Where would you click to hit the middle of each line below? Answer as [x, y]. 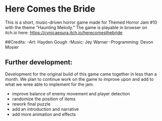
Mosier [12, 47]
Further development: [39, 62]
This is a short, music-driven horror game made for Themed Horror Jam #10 [81, 22]
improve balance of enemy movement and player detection [71, 93]
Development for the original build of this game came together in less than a [81, 74]
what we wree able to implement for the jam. [49, 84]
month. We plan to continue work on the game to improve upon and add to [79, 79]
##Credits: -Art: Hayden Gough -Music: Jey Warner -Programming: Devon [79, 42]
